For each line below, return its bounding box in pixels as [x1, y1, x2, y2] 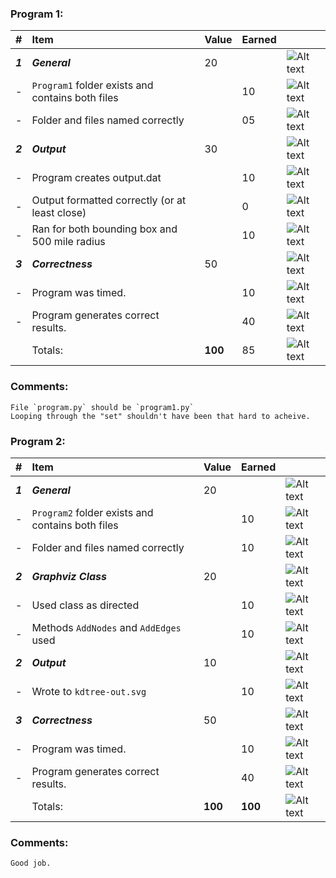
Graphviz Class [31, 569, 107, 583]
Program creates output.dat [31, 171, 162, 185]
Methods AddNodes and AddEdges [31, 620, 182, 634]
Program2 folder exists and [31, 505, 154, 519]
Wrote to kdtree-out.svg [31, 684, 147, 698]
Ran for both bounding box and [31, 222, 178, 236]
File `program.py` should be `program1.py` [10, 402, 195, 412]
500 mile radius [31, 235, 106, 249]
